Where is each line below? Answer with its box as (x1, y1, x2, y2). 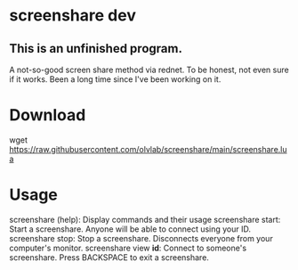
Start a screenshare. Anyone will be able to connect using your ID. (9, 224, 252, 234)
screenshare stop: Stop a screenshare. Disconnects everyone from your (9, 233, 273, 243)
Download (9, 105, 86, 126)
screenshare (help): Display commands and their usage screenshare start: (9, 214, 281, 225)
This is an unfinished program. (9, 41, 182, 56)
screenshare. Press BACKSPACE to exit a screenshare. (9, 251, 209, 263)
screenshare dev (9, 5, 136, 26)
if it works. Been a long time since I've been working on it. (9, 74, 221, 85)
